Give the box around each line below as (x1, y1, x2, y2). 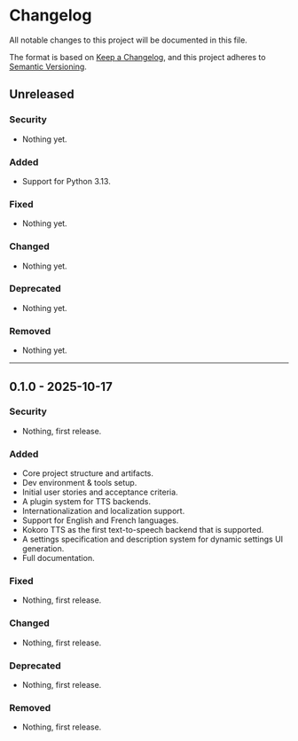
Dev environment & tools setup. (21, 478, 137, 488)
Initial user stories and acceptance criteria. (21, 487, 179, 497)
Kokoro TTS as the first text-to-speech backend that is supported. (21, 525, 264, 535)
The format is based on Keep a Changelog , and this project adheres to (9, 51, 266, 62)
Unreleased (9, 87, 75, 102)
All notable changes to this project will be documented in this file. (9, 35, 248, 45)
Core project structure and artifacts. (21, 468, 153, 479)
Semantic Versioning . (9, 61, 87, 72)
